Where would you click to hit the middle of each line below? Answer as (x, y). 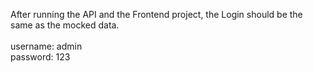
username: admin (46, 46)
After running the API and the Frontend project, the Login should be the (156, 14)
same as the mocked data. (65, 25)
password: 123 (40, 57)
